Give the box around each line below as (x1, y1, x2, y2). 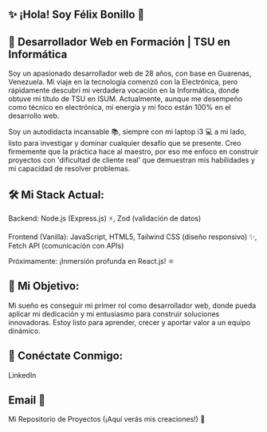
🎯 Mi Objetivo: (8, 280, 80, 293)
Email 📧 (8, 394, 46, 407)
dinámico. (8, 326, 41, 336)
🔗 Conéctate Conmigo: (8, 349, 124, 363)
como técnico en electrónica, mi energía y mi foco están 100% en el (8, 103, 231, 112)
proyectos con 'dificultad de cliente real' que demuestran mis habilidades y (8, 155, 255, 165)
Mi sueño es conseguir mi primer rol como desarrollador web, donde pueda (8, 300, 257, 310)
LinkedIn (8, 370, 37, 379)
